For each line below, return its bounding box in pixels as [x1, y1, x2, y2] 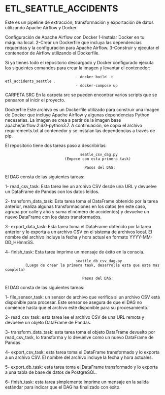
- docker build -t [75, 74, 113, 79]
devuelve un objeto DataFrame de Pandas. [5, 319, 92, 325]
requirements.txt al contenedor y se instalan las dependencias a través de [5, 127, 155, 134]
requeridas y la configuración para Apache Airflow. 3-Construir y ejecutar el [5, 45, 160, 50]
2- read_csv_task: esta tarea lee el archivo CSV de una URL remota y [5, 314, 144, 320]
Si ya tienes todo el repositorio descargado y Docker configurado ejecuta [5, 59, 154, 65]
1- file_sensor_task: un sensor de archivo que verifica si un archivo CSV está [5, 294, 160, 300]
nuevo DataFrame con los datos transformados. [5, 214, 102, 220]
